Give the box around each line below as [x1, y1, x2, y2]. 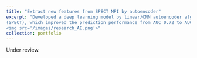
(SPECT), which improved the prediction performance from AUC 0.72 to [6, 19, 182, 25]
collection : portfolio [6, 30, 62, 36]
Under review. [6, 46, 40, 53]
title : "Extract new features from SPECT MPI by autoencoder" [6, 8, 161, 15]
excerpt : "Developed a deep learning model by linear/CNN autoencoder [6, 14, 182, 20]
